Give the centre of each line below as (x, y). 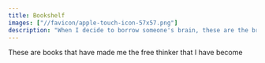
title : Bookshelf (37, 15)
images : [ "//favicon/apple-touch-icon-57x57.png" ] (93, 23)
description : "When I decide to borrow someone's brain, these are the (128, 30)
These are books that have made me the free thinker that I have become (125, 53)
